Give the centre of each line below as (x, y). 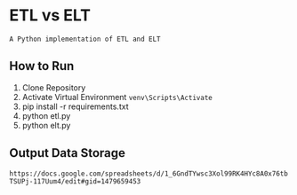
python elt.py (46, 125)
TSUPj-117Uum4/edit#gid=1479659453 (75, 181)
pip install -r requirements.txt (75, 106)
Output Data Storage (68, 153)
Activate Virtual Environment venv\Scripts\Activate (117, 97)
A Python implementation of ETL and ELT (85, 39)
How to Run (42, 66)
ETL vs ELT (50, 16)
